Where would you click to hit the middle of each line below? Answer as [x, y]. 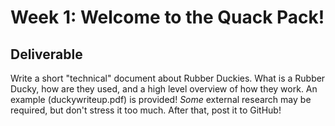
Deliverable [46, 54]
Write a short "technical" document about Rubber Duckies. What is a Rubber [168, 78]
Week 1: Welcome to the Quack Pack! [167, 17]
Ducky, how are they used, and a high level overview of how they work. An [164, 89]
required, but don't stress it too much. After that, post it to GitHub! [146, 110]
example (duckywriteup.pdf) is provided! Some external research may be [161, 99]
